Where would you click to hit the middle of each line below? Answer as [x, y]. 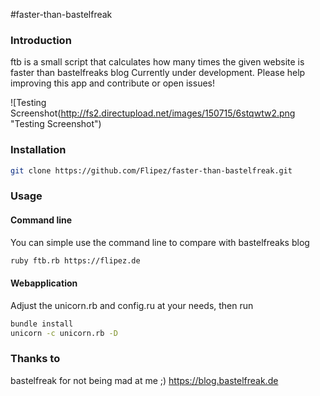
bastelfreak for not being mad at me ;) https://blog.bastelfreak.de [144, 380]
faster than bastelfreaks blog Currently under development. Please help [158, 73]
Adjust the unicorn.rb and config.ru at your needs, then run [132, 305]
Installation [38, 150]
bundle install [42, 324]
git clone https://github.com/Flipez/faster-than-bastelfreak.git [151, 170]
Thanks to [35, 359]
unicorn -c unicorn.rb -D [64, 333]
